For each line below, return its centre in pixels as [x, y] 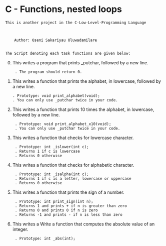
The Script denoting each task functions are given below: [68, 53]
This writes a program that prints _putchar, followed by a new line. [80, 63]
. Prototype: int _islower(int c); [52, 147]
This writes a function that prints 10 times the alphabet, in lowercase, [83, 109]
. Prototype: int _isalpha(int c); [52, 174]
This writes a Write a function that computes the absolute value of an [83, 224]
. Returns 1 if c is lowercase [47, 151]
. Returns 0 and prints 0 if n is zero [56, 210]
